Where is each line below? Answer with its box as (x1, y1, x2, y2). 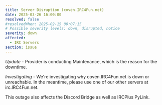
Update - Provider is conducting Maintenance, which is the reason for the (5, 58, 157, 64)
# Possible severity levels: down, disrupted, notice (5, 26, 120, 31)
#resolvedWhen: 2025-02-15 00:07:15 (5, 21, 82, 27)
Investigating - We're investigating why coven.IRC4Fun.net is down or (5, 73, 149, 79)
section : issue (5, 45, 37, 50)
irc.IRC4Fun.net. (5, 84, 39, 90)
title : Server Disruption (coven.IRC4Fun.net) (5, 7, 104, 13)
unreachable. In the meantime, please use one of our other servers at (5, 79, 148, 85)
